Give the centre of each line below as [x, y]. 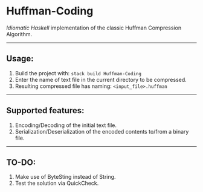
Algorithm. [19, 34]
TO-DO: [21, 162]
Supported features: [45, 110]
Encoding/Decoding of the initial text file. [66, 125]
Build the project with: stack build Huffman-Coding [78, 73]
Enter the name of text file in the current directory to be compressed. [101, 79]
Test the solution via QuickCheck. [57, 183]
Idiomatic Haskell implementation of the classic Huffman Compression [94, 28]
